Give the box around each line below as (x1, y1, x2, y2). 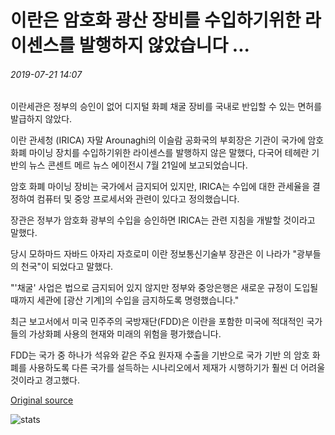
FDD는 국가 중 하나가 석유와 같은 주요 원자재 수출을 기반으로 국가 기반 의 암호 (10, 349, 310, 361)
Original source (10, 394, 74, 406)
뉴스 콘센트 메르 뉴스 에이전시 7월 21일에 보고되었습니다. (28, 159, 248, 171)
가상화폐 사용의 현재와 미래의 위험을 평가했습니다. (28, 328, 222, 340)
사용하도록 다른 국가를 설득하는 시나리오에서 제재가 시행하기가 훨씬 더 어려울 (28, 362, 326, 374)
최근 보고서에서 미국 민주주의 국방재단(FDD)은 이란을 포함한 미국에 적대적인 (10, 316, 305, 328)
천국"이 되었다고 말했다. (20, 261, 114, 273)
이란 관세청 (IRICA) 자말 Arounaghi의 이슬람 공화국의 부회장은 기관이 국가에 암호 (10, 134, 325, 146)
